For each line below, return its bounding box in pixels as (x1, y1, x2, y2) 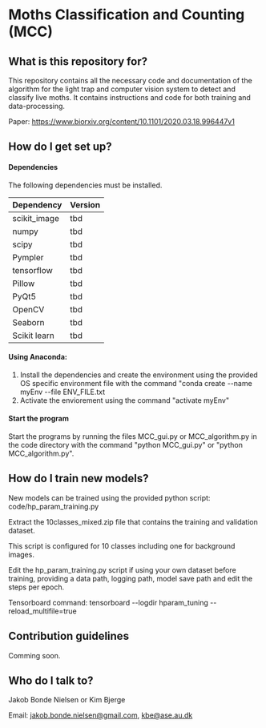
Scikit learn (12, 330, 54, 341)
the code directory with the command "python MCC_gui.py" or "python (8, 440, 243, 449)
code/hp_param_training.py (8, 501, 99, 511)
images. (8, 549, 34, 559)
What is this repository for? (8, 54, 148, 68)
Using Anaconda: (8, 352, 68, 362)
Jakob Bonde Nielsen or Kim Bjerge (8, 695, 126, 705)
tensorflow (12, 264, 54, 276)
